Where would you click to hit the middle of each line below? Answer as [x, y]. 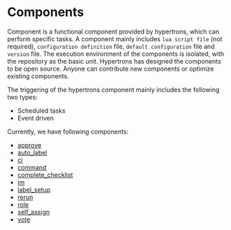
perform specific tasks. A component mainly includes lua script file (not [115, 38]
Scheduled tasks [42, 110]
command [32, 167]
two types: [23, 97]
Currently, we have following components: [68, 131]
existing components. [38, 76]
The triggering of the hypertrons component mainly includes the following [113, 89]
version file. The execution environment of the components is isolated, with [116, 54]
